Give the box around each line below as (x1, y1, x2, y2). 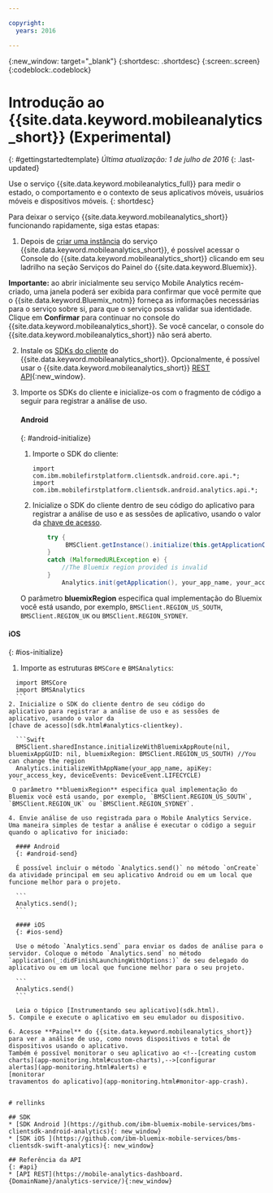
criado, (8, 286, 32, 297)
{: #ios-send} (15, 928, 63, 936)
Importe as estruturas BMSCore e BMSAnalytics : (19, 662, 175, 672)
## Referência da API (8, 1156, 82, 1164)
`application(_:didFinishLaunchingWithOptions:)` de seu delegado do (8, 956, 249, 964)
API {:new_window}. (19, 372, 86, 382)
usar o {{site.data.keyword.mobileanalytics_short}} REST (19, 363, 210, 373)
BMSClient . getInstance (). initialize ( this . (65, 540, 211, 549)
